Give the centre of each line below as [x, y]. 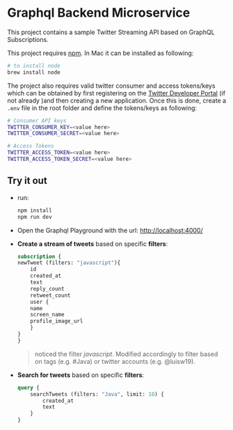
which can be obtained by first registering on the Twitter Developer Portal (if [116, 93]
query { [28, 387]
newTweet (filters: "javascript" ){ [69, 263]
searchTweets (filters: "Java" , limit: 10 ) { [97, 394]
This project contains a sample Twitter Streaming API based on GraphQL [111, 32]
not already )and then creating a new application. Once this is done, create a [117, 100]
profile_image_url [57, 321]
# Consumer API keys [37, 121]
